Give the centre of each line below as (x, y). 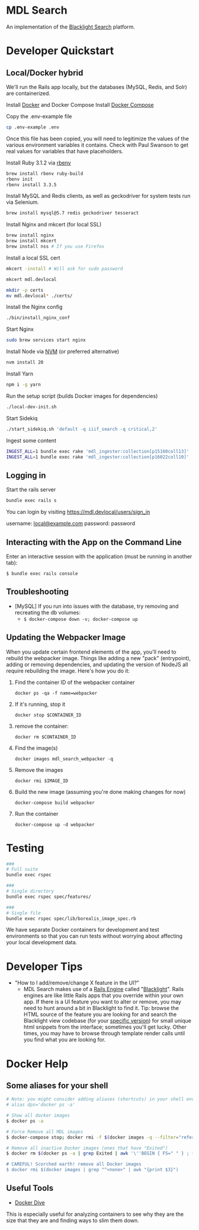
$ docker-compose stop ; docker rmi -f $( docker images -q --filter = (92, 1137)
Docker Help (37, 1064)
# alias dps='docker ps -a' (41, 1105)
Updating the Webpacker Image (66, 637)
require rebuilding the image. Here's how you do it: (68, 671)
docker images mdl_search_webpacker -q (64, 759)
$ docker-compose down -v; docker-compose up (81, 619)
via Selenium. (23, 202)
